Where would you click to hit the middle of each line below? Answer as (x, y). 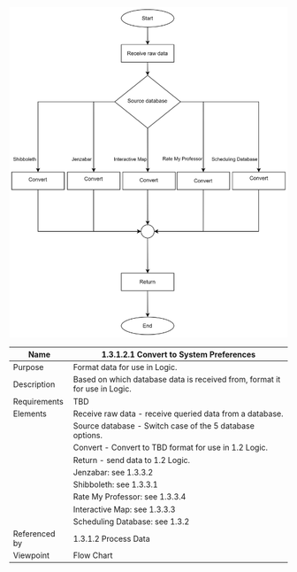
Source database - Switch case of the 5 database (164, 426)
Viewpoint (31, 555)
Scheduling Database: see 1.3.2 (131, 522)
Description (34, 384)
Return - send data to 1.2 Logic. (132, 460)
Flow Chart (93, 555)
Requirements (38, 401)
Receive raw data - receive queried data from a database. (179, 414)
